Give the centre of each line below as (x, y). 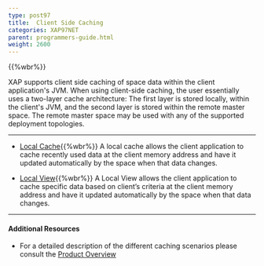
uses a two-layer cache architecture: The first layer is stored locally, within (129, 99)
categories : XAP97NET (44, 30)
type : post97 (29, 15)
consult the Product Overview (68, 254)
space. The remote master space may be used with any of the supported (126, 115)
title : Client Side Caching (56, 23)
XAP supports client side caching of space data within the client (112, 82)
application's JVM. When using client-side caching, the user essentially (124, 90)
